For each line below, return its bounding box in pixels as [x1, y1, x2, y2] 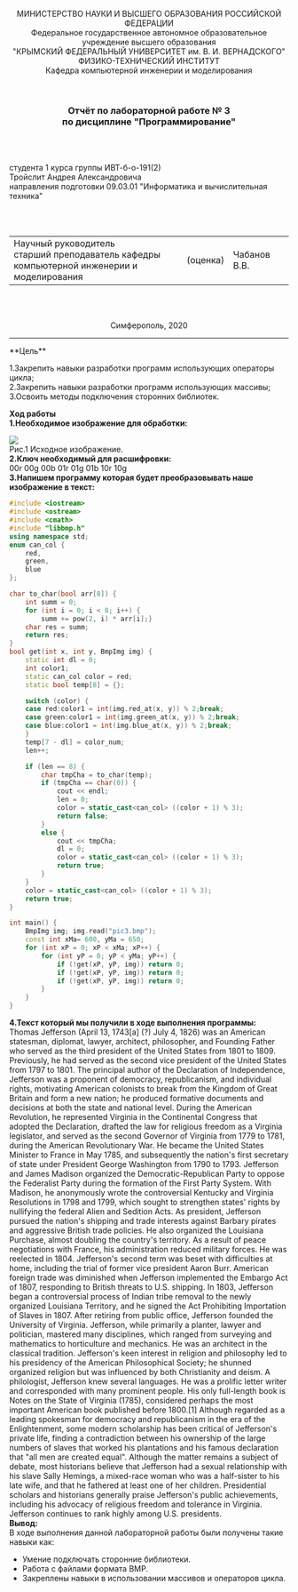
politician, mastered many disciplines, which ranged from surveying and [9, 1329, 272, 1340]
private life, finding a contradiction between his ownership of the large [9, 1433, 266, 1444]
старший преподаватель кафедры [13, 249, 161, 261]
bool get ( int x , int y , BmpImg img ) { [9, 647, 153, 657]
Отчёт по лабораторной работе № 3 [67, 104, 231, 116]
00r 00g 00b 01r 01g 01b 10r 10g [9, 463, 127, 474]
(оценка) [185, 254, 224, 267]
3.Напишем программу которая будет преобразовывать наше [9, 472, 254, 484]
